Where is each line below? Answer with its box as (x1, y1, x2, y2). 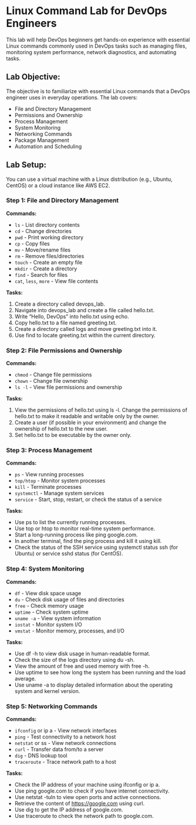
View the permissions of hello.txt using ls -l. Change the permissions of (14, 406, 188, 413)
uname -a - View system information (14, 614, 102, 622)
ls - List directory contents (14, 221, 80, 228)
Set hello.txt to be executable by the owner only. (14, 432, 132, 439)
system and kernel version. (14, 687, 80, 694)
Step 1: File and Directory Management (6, 196, 119, 204)
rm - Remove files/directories (14, 252, 85, 260)
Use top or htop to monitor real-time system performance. (14, 525, 156, 532)
